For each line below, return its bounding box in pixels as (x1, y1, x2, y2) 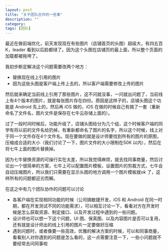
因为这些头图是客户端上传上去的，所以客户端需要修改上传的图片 (12, 81, 144, 87)
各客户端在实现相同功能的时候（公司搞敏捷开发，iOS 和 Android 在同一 (12, 197, 158, 203)
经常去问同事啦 (16, 240, 48, 246)
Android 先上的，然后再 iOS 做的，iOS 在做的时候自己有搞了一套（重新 (14, 104, 160, 110)
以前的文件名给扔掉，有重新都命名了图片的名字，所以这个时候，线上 (18, 127, 158, 133)
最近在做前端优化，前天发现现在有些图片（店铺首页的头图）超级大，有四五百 (5, 41, 163, 47)
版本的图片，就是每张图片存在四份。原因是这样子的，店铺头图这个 (21, 97, 157, 103)
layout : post (5, 7, 32, 13)
